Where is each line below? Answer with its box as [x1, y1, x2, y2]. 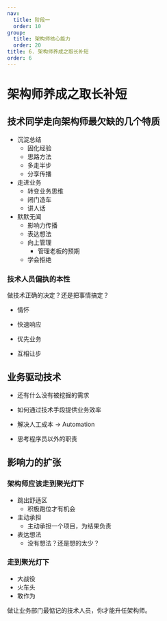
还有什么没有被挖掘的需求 [16, 390, 90, 399]
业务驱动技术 [7, 371, 62, 383]
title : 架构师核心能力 [13, 36, 70, 43]
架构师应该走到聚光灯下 [7, 479, 84, 489]
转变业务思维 [27, 187, 64, 195]
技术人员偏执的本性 [7, 274, 70, 283]
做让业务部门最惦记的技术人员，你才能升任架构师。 [7, 606, 151, 614]
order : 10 [13, 23, 41, 30]
